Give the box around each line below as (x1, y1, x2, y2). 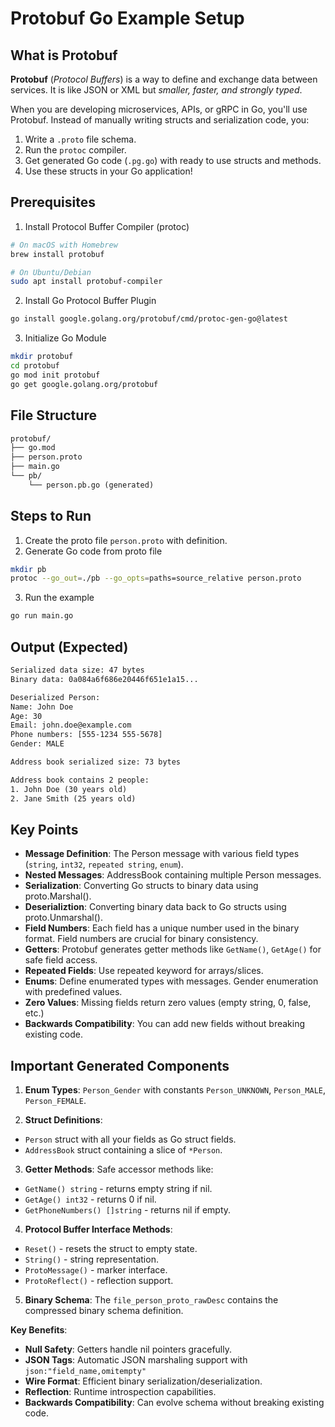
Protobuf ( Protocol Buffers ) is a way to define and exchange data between (10, 73, 318, 85)
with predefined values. (24, 986, 123, 998)
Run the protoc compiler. (24, 144, 127, 156)
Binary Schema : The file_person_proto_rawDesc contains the (24, 1294, 279, 1306)
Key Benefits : (10, 1324, 68, 1336)
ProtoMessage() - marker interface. (24, 1264, 168, 1276)
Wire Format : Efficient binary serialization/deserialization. (24, 1375, 263, 1387)
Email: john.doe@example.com (10, 720, 132, 731)
